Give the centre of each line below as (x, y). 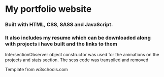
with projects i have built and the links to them (61, 44)
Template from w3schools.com (36, 70)
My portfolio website (49, 9)
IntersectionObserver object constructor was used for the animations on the (82, 55)
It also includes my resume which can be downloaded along (78, 38)
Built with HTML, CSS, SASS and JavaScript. (59, 25)
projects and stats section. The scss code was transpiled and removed (77, 60)
